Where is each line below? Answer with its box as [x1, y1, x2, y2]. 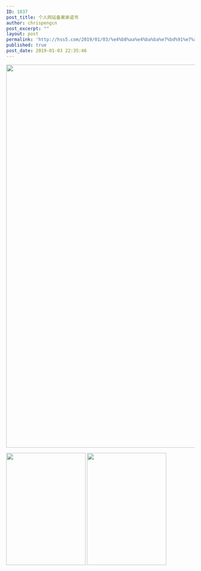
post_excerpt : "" [6, 25, 50, 32]
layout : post [6, 31, 39, 37]
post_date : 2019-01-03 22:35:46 [6, 48, 87, 54]
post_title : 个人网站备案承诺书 [6, 14, 79, 20]
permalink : [6, 37, 33, 42]
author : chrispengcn [6, 20, 58, 26]
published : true [6, 42, 47, 48]
